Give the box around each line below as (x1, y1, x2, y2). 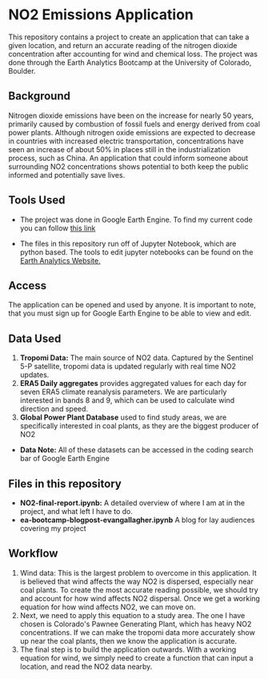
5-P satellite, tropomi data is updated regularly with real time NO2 (19, 362, 236, 372)
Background (8, 90, 70, 103)
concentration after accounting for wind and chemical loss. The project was (8, 49, 258, 58)
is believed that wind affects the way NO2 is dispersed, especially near (19, 577, 254, 586)
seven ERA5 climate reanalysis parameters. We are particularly (19, 387, 227, 397)
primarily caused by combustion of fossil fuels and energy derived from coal (8, 119, 261, 129)
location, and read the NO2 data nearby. (19, 661, 153, 671)
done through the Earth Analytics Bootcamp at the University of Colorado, (8, 58, 252, 67)
